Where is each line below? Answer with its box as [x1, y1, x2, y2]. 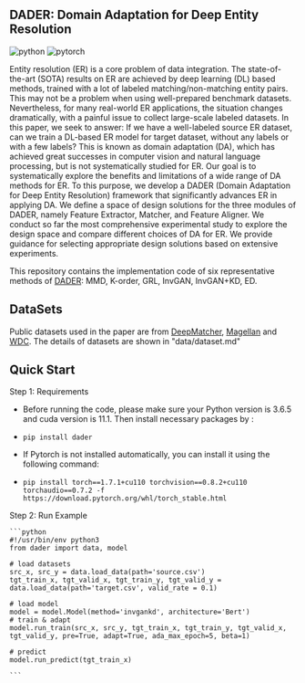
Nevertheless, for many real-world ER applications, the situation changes [9, 102, 284, 113]
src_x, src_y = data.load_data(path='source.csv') [9, 568, 206, 577]
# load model [9, 600, 59, 609]
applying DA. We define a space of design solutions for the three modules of [9, 199, 297, 210]
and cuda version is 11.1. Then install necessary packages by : [22, 414, 254, 425]
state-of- [247, 63, 282, 74]
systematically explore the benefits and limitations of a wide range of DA [9, 170, 281, 181]
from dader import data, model [9, 543, 128, 553]
